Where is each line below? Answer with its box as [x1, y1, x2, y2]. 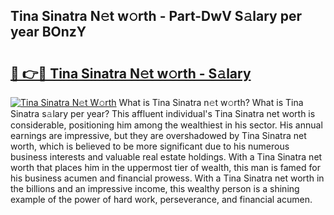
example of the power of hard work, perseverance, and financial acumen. [10, 194, 313, 205]
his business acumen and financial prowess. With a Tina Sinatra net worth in [10, 172, 325, 184]
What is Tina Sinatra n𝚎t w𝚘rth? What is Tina [118, 97, 304, 108]
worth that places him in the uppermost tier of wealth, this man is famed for [10, 162, 321, 173]
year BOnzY [10, 24, 87, 41]
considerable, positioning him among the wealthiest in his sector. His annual [10, 119, 323, 131]
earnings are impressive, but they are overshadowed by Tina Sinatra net [10, 130, 307, 141]
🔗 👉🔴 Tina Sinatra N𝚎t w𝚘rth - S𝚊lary [10, 65, 252, 82]
